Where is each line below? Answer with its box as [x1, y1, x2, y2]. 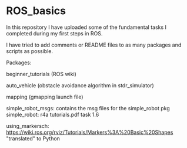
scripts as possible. [6, 47, 54, 54]
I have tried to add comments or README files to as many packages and [6, 41, 182, 48]
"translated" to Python [6, 134, 61, 142]
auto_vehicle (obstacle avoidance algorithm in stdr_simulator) [6, 81, 154, 89]
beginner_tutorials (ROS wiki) [6, 70, 76, 77]
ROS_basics [6, 4, 66, 18]
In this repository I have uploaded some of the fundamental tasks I [6, 24, 166, 31]
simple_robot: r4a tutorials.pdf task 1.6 [6, 111, 99, 118]
